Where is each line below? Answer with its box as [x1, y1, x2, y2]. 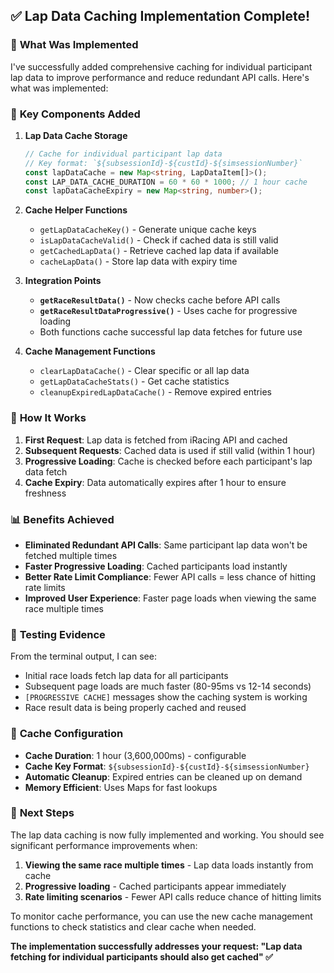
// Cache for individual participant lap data [24, 149, 223, 159]
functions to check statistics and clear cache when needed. [10, 920, 257, 933]
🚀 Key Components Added [10, 107, 141, 121]
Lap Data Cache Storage [24, 129, 128, 141]
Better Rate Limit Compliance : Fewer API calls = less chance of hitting [24, 570, 317, 583]
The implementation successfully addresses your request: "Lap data [10, 940, 303, 952]
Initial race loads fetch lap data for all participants [24, 670, 229, 682]
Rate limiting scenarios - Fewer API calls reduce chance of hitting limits [24, 890, 322, 903]
